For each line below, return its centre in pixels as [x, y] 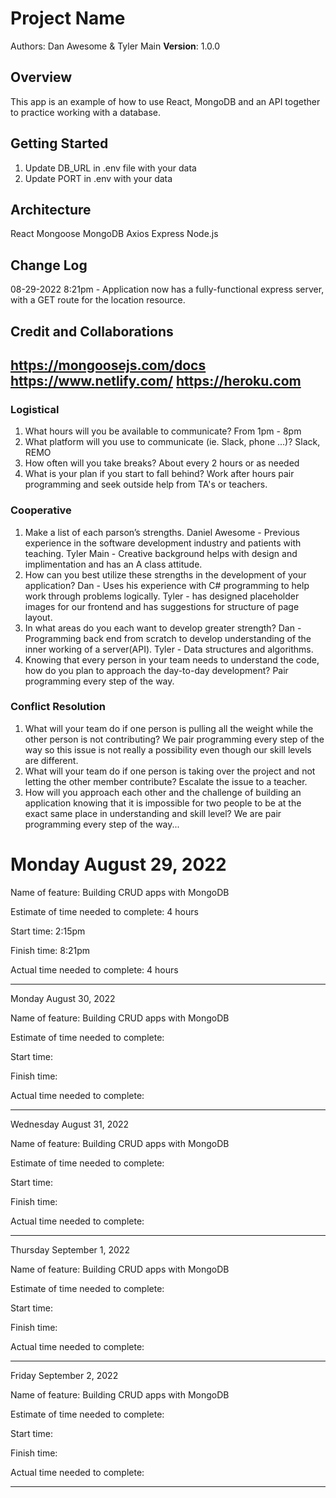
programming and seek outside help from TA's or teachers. [146, 484]
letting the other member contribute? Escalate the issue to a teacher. [166, 781]
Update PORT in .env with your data [98, 178]
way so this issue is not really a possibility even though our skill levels [168, 749]
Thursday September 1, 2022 [70, 1249]
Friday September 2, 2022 [64, 1375]
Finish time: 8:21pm [50, 950]
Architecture [51, 209]
